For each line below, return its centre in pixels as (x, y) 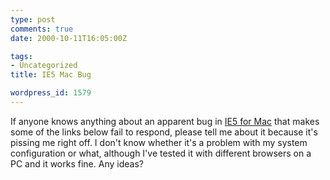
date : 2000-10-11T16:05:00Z (69, 38)
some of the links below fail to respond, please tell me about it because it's (164, 132)
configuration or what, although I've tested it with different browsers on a (161, 153)
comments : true (42, 29)
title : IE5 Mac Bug (51, 75)
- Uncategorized (44, 66)
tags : (21, 56)
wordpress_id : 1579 (51, 93)
